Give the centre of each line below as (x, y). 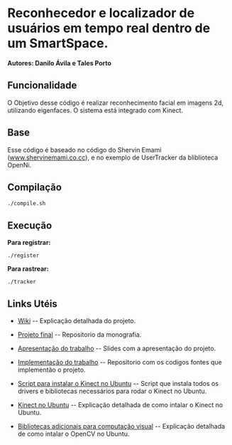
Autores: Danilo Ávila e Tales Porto (60, 63)
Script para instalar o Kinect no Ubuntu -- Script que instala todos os (118, 383)
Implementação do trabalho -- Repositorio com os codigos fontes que (120, 362)
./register (23, 256)
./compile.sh (27, 204)
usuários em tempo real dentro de (109, 28)
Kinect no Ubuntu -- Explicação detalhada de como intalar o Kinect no (120, 405)
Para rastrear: (28, 269)
